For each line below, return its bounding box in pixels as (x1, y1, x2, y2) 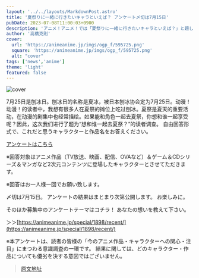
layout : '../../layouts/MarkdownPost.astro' (6, 8, 118, 15)
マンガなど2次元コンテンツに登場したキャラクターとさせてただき (21, 161, 181, 168)
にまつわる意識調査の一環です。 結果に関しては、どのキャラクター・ (16, 245, 184, 252)
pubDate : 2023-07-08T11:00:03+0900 (6, 20, 94, 26)
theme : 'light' (6, 64, 44, 70)
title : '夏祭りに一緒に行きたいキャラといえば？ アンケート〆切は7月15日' (6, 14, 169, 20)
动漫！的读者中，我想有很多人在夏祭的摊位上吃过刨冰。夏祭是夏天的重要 (6, 105, 183, 113)
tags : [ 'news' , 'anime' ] (6, 58, 65, 64)
